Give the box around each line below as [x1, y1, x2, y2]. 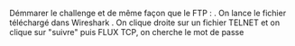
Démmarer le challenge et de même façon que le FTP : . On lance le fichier [9, 8, 287, 18]
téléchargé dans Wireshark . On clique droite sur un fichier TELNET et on [9, 17, 281, 28]
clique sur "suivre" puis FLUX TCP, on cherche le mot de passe [9, 27, 244, 37]
